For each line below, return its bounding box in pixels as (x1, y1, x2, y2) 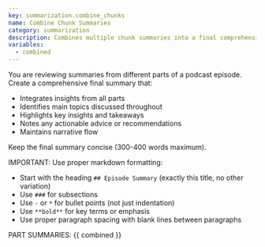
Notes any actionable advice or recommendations (19, 119, 182, 128)
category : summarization (8, 26, 90, 34)
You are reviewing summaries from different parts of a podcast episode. (8, 70, 242, 79)
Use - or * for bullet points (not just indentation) (19, 198, 175, 208)
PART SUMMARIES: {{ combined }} (8, 230, 122, 239)
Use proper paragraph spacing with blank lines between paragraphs (19, 215, 242, 224)
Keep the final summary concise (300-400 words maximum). (8, 143, 207, 152)
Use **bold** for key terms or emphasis (19, 207, 150, 215)
